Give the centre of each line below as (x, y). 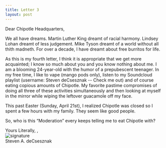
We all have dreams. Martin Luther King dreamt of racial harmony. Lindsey (82, 38)
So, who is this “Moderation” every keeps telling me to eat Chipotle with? (80, 120)
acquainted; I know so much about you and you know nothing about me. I (81, 64)
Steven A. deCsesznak (29, 141)
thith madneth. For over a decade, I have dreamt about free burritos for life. (83, 49)
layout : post (19, 14)
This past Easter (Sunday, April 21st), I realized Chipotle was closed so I (79, 105)
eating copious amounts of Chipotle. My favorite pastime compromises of (81, 85)
